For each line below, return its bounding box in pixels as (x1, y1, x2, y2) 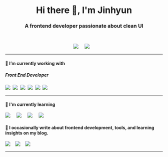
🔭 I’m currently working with (5, 60, 65, 67)
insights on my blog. (5, 130, 48, 136)
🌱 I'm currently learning (5, 101, 55, 107)
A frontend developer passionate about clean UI (24, 23, 143, 30)
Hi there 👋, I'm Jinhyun (35, 5, 132, 16)
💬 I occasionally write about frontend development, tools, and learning (5, 124, 154, 130)
